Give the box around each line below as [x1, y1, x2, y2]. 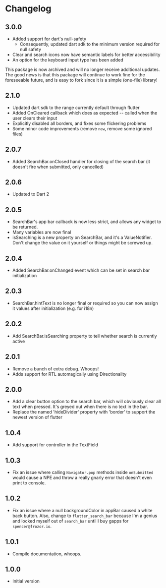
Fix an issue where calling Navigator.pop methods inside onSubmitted [12, 469, 154, 475]
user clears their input [12, 115, 57, 121]
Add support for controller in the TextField [12, 442, 98, 448]
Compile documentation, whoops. [12, 551, 82, 557]
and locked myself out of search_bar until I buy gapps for [12, 518, 129, 524]
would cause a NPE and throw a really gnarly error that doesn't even [12, 474, 152, 480]
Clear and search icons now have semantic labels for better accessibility [12, 52, 161, 58]
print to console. [12, 479, 46, 486]
